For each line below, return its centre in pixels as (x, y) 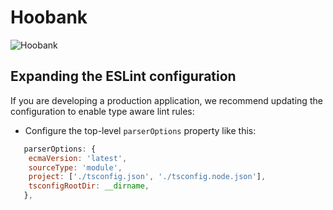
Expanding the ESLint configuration (123, 76)
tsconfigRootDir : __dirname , (89, 186)
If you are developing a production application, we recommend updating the (166, 100)
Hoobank (49, 17)
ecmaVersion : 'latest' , (78, 158)
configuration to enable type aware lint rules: (102, 111)
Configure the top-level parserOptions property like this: (140, 130)
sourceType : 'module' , (75, 167)
